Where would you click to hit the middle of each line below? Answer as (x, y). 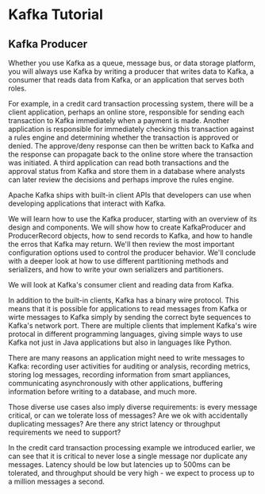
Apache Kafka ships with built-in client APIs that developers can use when (130, 195)
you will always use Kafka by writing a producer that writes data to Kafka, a (131, 71)
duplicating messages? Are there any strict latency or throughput (114, 424)
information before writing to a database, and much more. (102, 392)
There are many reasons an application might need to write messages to (127, 358)
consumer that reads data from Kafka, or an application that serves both (126, 80)
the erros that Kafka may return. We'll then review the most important (121, 244)
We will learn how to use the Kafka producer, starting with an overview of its (133, 219)
